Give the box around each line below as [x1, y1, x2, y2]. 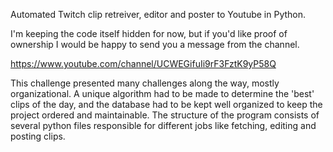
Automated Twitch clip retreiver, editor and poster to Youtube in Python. [10, 9, 307, 20]
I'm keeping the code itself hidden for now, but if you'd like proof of [10, 28, 288, 39]
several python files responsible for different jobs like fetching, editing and [10, 120, 317, 131]
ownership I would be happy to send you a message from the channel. [10, 39, 300, 50]
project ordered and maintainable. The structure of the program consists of [10, 109, 320, 121]
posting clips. [10, 130, 66, 142]
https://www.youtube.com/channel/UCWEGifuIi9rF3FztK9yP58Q [10, 58, 277, 69]
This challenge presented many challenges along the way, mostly [10, 77, 280, 89]
